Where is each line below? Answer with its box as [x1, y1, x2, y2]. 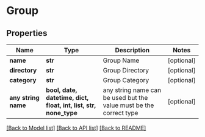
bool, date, [45, 86, 77, 94]
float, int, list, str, [45, 101, 96, 110]
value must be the [103, 101, 154, 110]
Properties [6, 28, 48, 38]
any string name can [103, 86, 162, 94]
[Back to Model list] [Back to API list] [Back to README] [6, 124, 146, 132]
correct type [103, 109, 138, 117]
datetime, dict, [45, 94, 89, 102]
